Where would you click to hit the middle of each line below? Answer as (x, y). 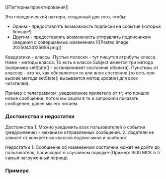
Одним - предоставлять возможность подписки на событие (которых (87, 26)
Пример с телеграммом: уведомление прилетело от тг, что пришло (77, 93)
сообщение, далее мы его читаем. (42, 103)
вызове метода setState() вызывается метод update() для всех (72, 78)
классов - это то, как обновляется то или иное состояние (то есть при (80, 73)
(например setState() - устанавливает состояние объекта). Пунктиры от (82, 67)
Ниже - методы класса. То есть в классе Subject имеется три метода (79, 62)
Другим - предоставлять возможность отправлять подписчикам (82, 37)
